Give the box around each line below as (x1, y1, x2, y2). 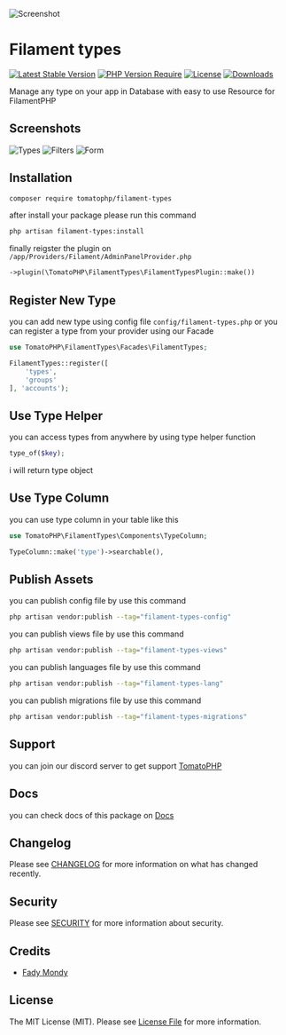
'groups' (25, 375, 58, 384)
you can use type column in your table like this (9, 514, 179, 525)
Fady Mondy (21, 968, 68, 977)
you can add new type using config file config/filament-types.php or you (9, 316, 278, 327)
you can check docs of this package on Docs (9, 810, 174, 820)
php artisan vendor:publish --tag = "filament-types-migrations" (9, 713, 248, 722)
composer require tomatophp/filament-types (9, 194, 173, 203)
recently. (9, 868, 42, 879)
